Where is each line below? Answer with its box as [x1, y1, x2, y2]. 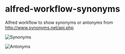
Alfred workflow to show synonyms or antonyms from [5, 19, 113, 25]
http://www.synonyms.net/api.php [5, 24, 74, 30]
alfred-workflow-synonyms [5, 3, 121, 15]
